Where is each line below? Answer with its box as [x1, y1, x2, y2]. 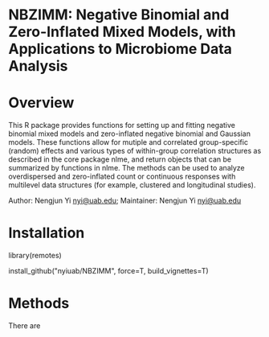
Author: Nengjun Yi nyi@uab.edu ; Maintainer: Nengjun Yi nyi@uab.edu [8, 195, 242, 206]
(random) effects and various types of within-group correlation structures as [8, 146, 262, 156]
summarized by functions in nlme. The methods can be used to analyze [8, 163, 245, 173]
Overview [8, 94, 75, 112]
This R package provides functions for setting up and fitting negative [8, 121, 235, 130]
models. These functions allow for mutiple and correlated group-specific [8, 138, 249, 147]
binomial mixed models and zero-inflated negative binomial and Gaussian [8, 129, 251, 138]
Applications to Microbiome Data [8, 40, 233, 58]
